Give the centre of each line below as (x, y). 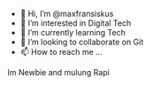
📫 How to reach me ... (61, 52)
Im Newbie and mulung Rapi (59, 72)
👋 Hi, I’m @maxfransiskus (67, 14)
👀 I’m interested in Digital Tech (76, 23)
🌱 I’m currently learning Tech (73, 32)
